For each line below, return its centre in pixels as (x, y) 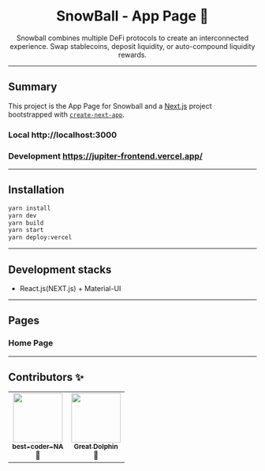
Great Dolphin (96, 447)
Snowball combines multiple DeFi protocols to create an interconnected (132, 38)
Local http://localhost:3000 (63, 135)
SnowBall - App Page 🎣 (132, 16)
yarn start (26, 230)
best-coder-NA (38, 447)
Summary (33, 87)
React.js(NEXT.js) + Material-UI (70, 288)
